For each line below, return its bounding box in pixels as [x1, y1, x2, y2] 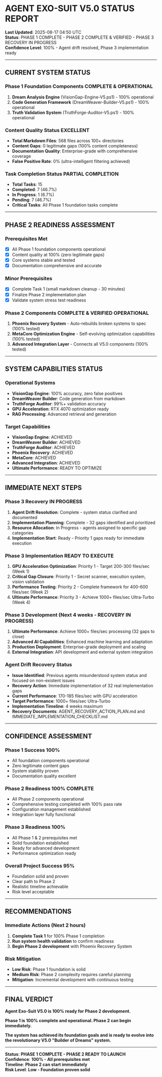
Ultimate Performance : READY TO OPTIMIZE [12, 465, 102, 471]
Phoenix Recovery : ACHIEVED [12, 450, 73, 455]
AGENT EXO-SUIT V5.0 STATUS [5, 3, 135, 14]
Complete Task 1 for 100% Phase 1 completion [12, 933, 105, 939]
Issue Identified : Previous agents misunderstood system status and [12, 672, 147, 678]
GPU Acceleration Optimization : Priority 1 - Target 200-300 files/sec [12, 563, 150, 569]
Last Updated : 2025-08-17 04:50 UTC [5, 29, 81, 35]
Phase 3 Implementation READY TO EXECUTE [5, 552, 114, 559]
